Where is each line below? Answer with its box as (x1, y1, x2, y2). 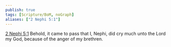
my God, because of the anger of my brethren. (5, 36, 103, 42)
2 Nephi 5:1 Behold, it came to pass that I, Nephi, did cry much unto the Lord (5, 31, 166, 37)
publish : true (5, 7, 36, 13)
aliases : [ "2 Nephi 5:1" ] (5, 17, 60, 22)
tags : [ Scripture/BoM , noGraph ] (5, 12, 74, 17)
